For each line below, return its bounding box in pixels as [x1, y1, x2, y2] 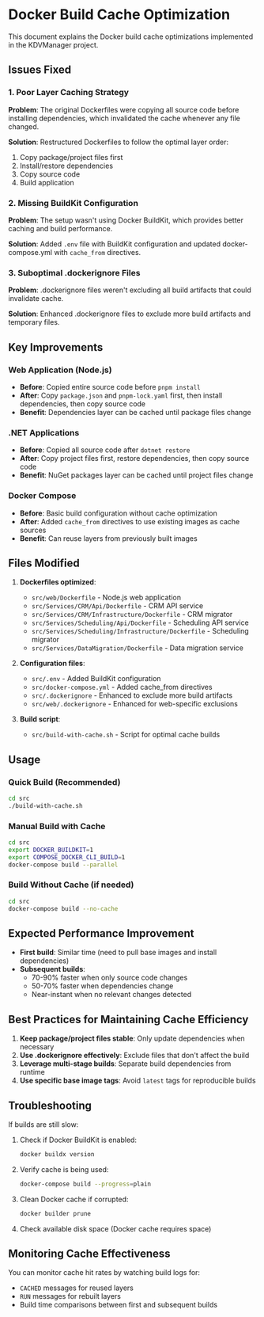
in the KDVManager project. [8, 40, 99, 49]
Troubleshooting [8, 1098, 92, 1112]
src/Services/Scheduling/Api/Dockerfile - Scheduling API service [31, 618, 249, 627]
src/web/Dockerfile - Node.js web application [31, 592, 182, 603]
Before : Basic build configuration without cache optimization [19, 508, 217, 518]
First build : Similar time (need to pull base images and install [19, 948, 217, 957]
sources [19, 525, 47, 535]
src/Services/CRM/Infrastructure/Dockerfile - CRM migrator [31, 610, 233, 619]
